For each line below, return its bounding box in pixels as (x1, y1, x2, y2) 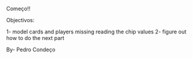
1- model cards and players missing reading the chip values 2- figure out (6, 28, 187, 35)
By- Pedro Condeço (6, 46, 55, 53)
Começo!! (6, 5, 31, 12)
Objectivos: (6, 17, 35, 23)
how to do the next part (6, 35, 65, 41)
